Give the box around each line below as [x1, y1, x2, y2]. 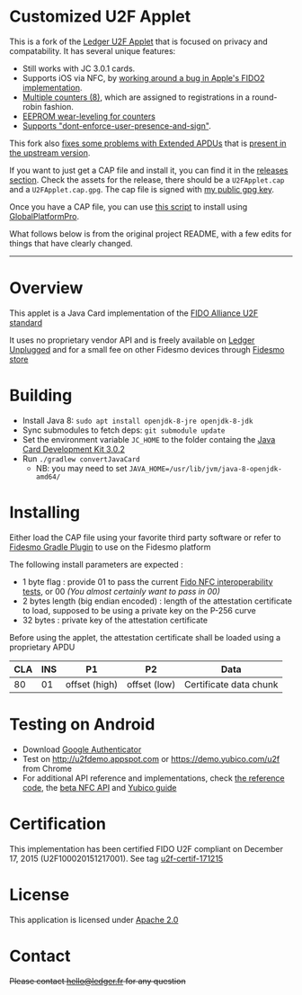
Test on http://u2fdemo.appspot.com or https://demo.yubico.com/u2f [22, 753, 280, 764]
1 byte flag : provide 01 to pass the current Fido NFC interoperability [22, 576, 273, 587]
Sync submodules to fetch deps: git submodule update [22, 425, 226, 435]
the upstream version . [9, 147, 91, 158]
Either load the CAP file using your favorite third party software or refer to [9, 532, 281, 542]
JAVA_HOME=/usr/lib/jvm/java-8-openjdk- [129, 464, 283, 473]
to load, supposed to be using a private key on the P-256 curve [22, 605, 256, 615]
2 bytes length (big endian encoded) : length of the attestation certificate [22, 596, 292, 606]
